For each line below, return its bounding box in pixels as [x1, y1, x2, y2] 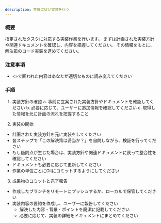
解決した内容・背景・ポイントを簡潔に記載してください [19, 207, 130, 212]
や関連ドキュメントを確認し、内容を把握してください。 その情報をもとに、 [5, 42, 155, 48]
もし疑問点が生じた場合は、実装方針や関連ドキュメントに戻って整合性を [12, 149, 157, 155]
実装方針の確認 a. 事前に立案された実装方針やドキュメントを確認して [12, 98, 150, 104]
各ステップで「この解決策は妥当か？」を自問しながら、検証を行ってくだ [12, 137, 157, 143]
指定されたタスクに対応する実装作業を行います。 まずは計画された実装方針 [5, 36, 155, 42]
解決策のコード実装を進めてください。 [5, 48, 81, 54]
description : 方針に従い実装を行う [5, 7, 69, 12]
